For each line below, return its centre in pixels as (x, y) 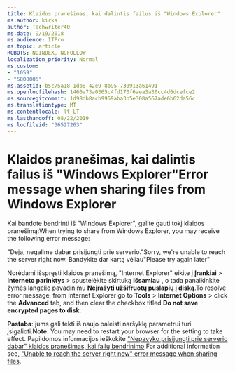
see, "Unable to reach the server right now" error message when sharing (112, 354)
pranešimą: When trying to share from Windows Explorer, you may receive (114, 231)
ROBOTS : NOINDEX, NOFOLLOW (47, 53)
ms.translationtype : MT (42, 105)
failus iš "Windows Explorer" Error (108, 174)
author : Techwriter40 (39, 27)
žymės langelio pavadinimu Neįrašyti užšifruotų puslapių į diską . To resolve (116, 288)
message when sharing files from (107, 189)
